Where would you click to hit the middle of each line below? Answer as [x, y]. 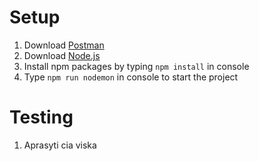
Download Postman [64, 45]
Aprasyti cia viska [60, 145]
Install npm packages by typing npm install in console [136, 66]
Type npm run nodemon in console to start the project [131, 77]
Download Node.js [62, 55]
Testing [41, 117]
